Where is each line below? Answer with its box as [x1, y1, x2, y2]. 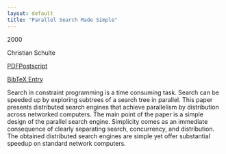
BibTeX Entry [7, 75, 43, 83]
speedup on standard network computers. [7, 139, 127, 147]
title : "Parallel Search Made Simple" [7, 16, 118, 23]
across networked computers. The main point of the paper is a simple [7, 110, 204, 118]
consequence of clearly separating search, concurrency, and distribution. [7, 125, 215, 133]
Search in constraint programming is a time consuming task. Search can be [7, 88, 219, 97]
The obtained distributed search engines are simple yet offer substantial [7, 131, 211, 140]
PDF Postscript [7, 62, 48, 70]
